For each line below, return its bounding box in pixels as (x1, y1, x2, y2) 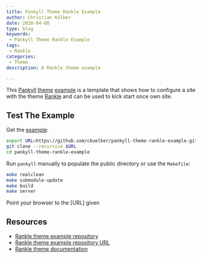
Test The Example (6, 110, 75, 120)
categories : (6, 54, 36, 60)
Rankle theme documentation (14, 245, 88, 253)
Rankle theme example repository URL (14, 239, 110, 247)
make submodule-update (6, 177, 63, 183)
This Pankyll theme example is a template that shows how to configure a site (6, 87, 196, 94)
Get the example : (6, 126, 49, 134)
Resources (6, 217, 47, 227)
